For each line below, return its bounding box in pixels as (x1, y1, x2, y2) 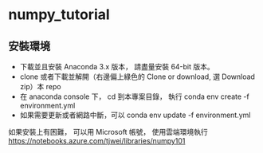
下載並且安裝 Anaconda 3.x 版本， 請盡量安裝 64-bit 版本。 (19, 62, 215, 71)
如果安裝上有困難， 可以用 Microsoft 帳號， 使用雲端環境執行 (8, 127, 209, 136)
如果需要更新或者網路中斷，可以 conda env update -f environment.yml (19, 110, 251, 120)
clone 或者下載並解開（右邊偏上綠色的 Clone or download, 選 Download (19, 72, 255, 81)
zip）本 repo (19, 82, 61, 91)
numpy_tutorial (8, 6, 110, 24)
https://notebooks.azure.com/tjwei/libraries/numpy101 (8, 136, 186, 145)
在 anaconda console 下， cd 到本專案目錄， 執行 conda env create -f (19, 92, 249, 101)
